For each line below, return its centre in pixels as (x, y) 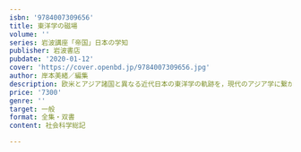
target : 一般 (32, 109)
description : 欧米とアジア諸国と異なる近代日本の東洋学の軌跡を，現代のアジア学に (145, 84)
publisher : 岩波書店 (45, 51)
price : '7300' (36, 92)
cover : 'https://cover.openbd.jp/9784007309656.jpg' (110, 68)
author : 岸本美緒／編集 (49, 76)
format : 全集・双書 (42, 117)
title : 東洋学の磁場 (43, 26)
